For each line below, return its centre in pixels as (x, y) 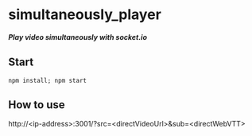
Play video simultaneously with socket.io (78, 37)
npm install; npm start (48, 80)
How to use (37, 105)
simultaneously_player (85, 15)
